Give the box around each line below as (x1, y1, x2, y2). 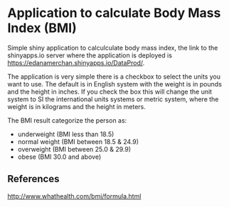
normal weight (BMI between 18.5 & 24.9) (17, 137, 139, 146)
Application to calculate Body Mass (7, 5, 221, 21)
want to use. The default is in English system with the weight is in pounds (7, 79, 223, 88)
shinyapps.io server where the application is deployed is (7, 51, 173, 60)
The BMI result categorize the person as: (7, 116, 127, 125)
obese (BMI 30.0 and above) (17, 152, 102, 161)
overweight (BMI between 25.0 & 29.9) (17, 145, 132, 153)
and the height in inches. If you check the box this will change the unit (7, 87, 212, 96)
